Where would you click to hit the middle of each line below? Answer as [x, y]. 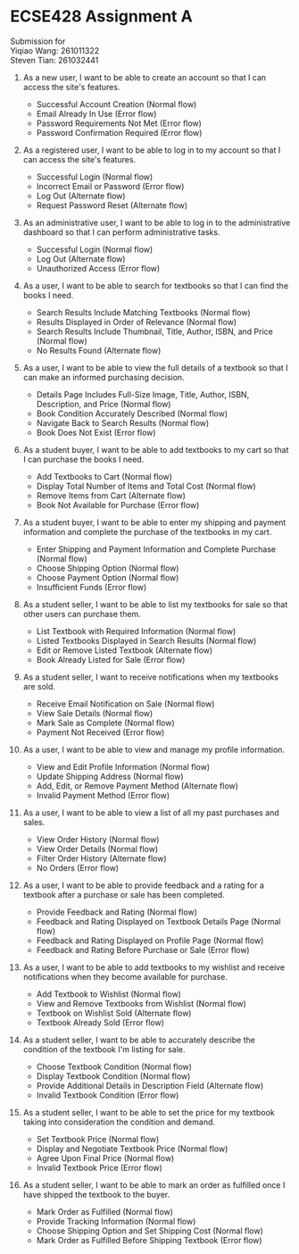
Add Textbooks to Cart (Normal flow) [104, 476]
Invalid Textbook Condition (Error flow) [108, 1095]
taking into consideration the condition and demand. [119, 1122]
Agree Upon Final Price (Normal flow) [105, 1158]
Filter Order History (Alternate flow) [102, 858]
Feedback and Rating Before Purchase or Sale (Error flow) [143, 949]
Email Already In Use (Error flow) [96, 113]
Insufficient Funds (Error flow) [91, 587]
